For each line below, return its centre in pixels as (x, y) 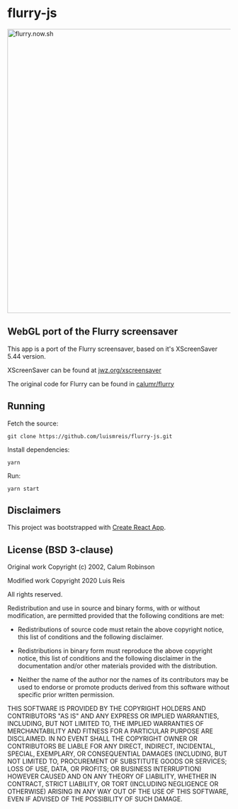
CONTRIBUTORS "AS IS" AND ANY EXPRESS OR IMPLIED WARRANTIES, (113, 716)
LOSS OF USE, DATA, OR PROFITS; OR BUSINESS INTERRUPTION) (104, 769)
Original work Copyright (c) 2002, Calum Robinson (81, 567)
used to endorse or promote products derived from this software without (124, 688)
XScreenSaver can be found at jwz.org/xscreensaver (84, 370)
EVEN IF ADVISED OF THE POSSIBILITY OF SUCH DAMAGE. (95, 799)
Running (27, 406)
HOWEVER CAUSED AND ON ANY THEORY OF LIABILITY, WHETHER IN (112, 776)
